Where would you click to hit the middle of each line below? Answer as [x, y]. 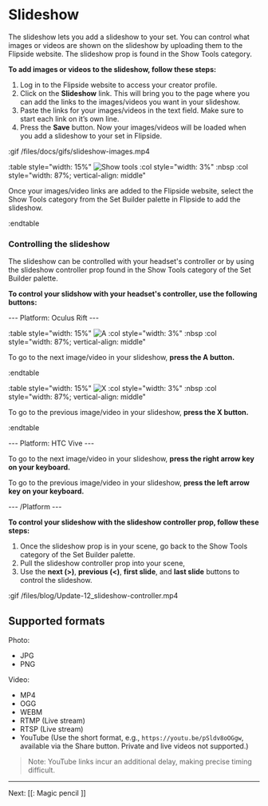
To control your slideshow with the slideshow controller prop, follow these [134, 522]
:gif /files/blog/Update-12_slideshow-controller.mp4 [93, 596]
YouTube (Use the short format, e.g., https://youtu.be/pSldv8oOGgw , [132, 738]
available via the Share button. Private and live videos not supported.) [134, 746]
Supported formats [57, 621]
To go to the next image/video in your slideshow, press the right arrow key [132, 459]
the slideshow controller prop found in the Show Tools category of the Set [130, 270]
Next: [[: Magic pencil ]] [47, 793]
